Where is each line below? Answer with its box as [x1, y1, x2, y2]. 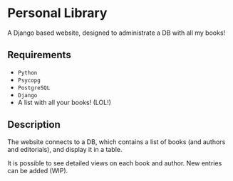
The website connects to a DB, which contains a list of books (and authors [7, 137, 226, 146]
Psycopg [17, 77, 41, 84]
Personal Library [7, 5, 108, 21]
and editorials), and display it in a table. [7, 145, 123, 153]
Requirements [7, 49, 71, 61]
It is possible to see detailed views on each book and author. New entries [7, 158, 222, 168]
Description [7, 119, 61, 131]
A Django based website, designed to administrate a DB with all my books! [7, 28, 226, 37]
